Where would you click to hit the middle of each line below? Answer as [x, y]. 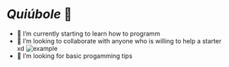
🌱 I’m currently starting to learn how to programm [88, 33]
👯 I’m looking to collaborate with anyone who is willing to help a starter [119, 40]
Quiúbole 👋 [39, 14]
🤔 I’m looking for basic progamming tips [75, 56]
